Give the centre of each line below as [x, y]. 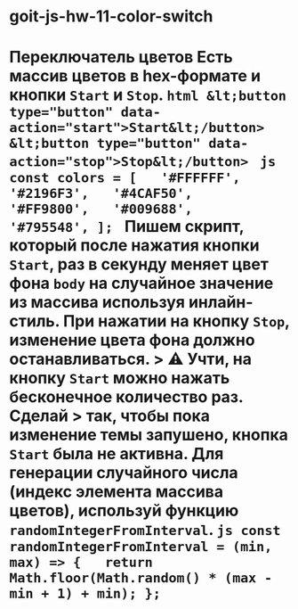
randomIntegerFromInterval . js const [145, 530]
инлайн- [221, 303]
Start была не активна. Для [117, 454]
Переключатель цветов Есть [121, 58]
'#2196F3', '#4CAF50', [101, 194]
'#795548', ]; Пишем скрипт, [127, 227]
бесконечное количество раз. [126, 397]
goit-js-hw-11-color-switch [111, 16]
